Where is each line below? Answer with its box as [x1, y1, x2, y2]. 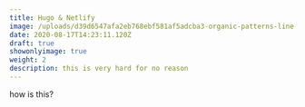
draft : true [9, 38, 54, 48]
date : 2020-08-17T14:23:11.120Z [9, 30, 132, 39]
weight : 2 [9, 55, 47, 64]
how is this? [9, 88, 54, 100]
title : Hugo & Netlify [9, 13, 95, 23]
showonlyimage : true [9, 47, 88, 56]
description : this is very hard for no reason [9, 64, 189, 73]
